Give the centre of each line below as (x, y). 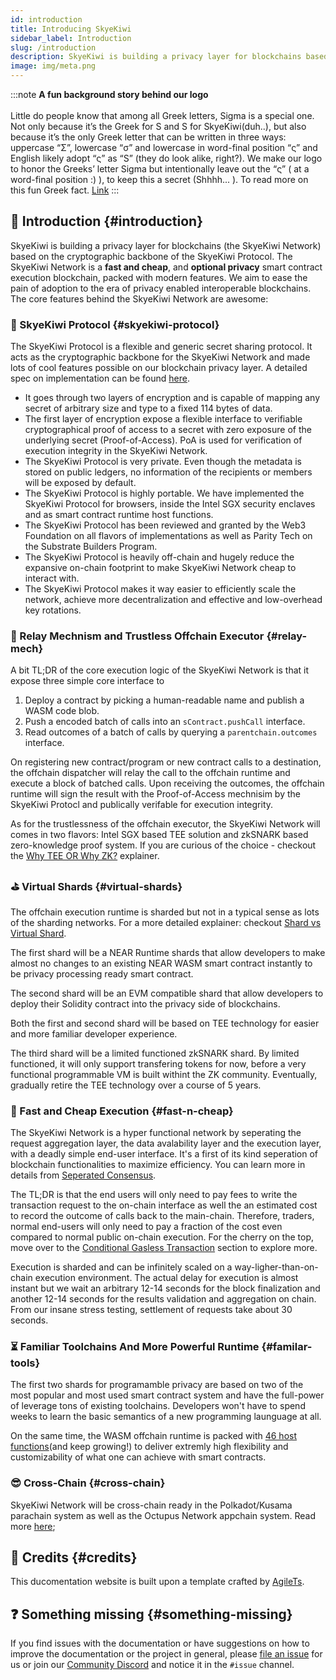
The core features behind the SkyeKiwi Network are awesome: (139, 298)
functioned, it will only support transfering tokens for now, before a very (158, 1063)
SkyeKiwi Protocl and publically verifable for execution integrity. (142, 805)
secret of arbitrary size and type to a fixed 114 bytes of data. (148, 408)
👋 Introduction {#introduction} (106, 221)
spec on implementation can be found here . (100, 378)
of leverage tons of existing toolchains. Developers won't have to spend (158, 1406)
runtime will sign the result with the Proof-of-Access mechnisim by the (155, 794)
